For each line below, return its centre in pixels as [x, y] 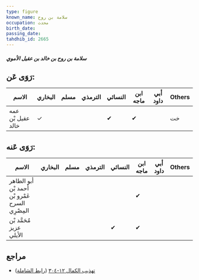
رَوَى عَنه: [21, 147]
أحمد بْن [19, 189]
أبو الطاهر [22, 181]
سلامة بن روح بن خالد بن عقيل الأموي [46, 58]
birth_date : [21, 28]
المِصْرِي [19, 211]
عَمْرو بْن [20, 196]
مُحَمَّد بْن [20, 220]
